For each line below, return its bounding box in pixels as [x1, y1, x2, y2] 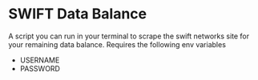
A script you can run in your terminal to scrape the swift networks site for [8, 31, 250, 41]
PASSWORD [19, 63, 60, 73]
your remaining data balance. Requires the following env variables [8, 39, 227, 49]
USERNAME [19, 55, 60, 65]
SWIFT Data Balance [8, 5, 147, 23]
